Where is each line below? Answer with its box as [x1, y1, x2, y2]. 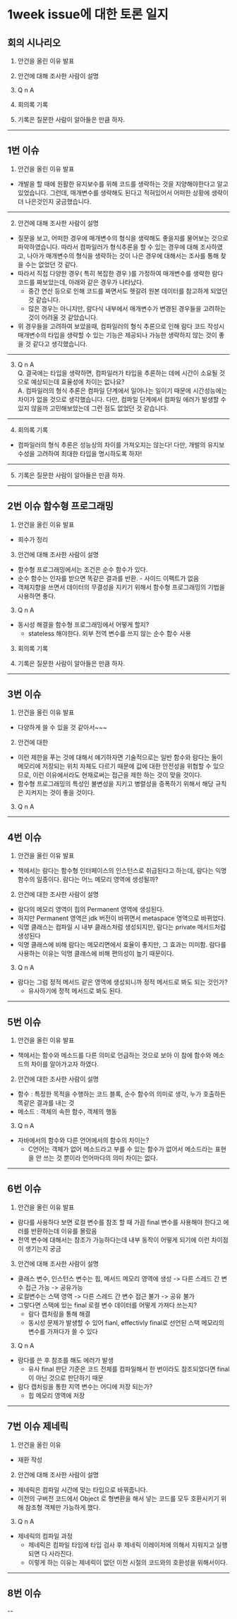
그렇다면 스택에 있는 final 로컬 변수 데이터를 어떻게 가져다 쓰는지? [17, 1300, 197, 1309]
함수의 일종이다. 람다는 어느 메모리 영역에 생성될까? [17, 875, 159, 884]
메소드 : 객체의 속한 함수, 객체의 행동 [17, 1108, 118, 1116]
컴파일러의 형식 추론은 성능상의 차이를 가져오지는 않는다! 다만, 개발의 [17, 440, 206, 448]
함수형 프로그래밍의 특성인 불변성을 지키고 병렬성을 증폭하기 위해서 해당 [17, 780, 214, 788]
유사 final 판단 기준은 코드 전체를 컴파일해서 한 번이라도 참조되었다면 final [28, 1364, 230, 1373]
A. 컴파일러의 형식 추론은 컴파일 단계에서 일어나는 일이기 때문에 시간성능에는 [17, 386, 227, 395]
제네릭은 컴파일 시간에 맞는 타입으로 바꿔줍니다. [17, 1485, 148, 1493]
